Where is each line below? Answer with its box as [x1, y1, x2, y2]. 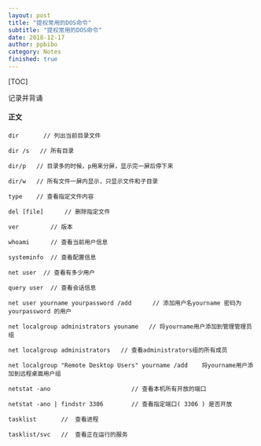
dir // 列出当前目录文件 [8, 132, 101, 140]
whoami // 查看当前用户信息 [8, 239, 108, 247]
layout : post [8, 11, 51, 20]
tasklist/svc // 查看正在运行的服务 [8, 431, 128, 439]
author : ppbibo [8, 41, 58, 49]
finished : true [8, 56, 58, 64]
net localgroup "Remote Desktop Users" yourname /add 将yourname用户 [8, 362, 248, 370]
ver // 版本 [8, 223, 73, 232]
